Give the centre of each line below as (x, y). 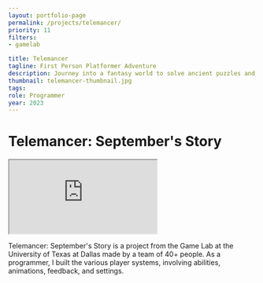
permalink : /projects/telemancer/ (65, 23)
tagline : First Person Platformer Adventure (82, 66)
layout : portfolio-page (47, 15)
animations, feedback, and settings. (66, 271)
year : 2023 (26, 103)
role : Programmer (37, 95)
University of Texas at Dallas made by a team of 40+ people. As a (115, 254)
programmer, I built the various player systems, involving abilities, (114, 263)
